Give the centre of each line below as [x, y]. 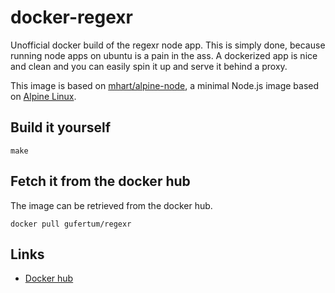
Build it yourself [61, 127]
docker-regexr [71, 17]
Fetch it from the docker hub [100, 181]
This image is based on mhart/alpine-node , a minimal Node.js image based [165, 85]
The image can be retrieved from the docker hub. [111, 205]
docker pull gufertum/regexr [71, 224]
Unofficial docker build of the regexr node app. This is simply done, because [168, 45]
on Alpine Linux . [43, 96]
